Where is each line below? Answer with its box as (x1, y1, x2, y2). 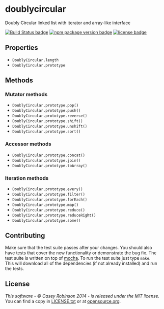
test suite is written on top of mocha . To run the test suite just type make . (5, 255, 151, 261)
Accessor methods (5, 140, 52, 147)
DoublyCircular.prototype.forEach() (12, 197, 87, 203)
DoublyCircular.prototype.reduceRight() (12, 213, 96, 218)
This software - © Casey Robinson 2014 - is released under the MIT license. (5, 293, 160, 299)
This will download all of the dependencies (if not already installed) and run (5, 260, 158, 266)
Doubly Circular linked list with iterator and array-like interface (5, 20, 131, 26)
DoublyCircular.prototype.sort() (12, 129, 81, 134)
